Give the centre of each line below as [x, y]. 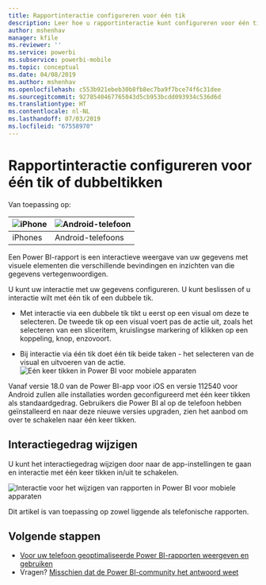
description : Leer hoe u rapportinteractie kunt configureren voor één [129, 23]
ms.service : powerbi [42, 52]
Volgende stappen [55, 536]
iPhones [27, 237]
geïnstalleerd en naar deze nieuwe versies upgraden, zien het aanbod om [128, 411]
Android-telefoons [89, 237]
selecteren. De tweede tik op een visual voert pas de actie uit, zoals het [136, 321]
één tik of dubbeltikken [85, 182]
